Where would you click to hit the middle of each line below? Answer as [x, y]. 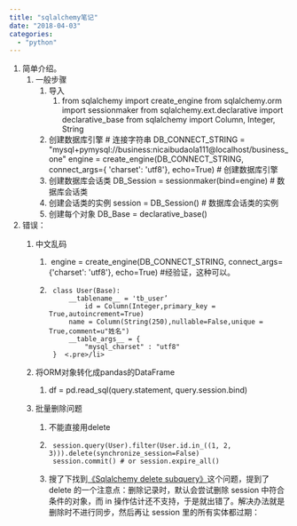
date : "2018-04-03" [45, 26]
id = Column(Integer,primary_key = [150, 307]
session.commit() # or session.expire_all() [136, 462]
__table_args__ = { [105, 339]
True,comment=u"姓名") [89, 331]
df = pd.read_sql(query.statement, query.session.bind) [148, 390]
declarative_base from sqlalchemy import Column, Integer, [168, 120]
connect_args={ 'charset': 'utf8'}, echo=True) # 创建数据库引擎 [163, 170]
